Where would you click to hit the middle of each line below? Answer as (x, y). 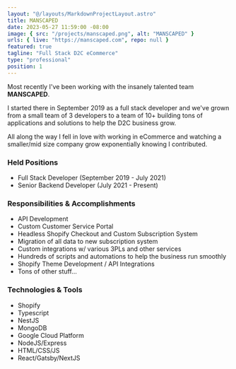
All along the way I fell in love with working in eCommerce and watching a (114, 136)
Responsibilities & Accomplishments (71, 204)
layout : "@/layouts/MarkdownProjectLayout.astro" (82, 14)
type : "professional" (39, 60)
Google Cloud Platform (51, 335)
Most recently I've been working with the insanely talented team (101, 86)
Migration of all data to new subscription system (88, 242)
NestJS (28, 320)
